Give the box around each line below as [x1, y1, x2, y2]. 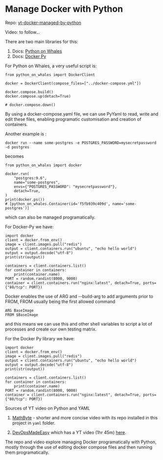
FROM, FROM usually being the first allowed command [5, 298, 116, 305]
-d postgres [5, 145, 29, 150]
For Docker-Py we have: [5, 224, 54, 230]
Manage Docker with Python [5, 3, 123, 15]
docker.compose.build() [5, 89, 54, 94]
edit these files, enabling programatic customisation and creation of [5, 116, 141, 122]
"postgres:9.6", [14, 176, 47, 180]
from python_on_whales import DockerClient [5, 72, 95, 77]
